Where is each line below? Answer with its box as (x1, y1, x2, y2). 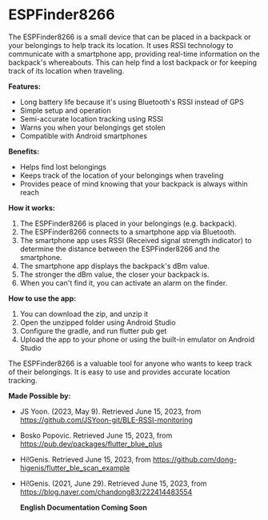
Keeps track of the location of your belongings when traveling (19, 170, 224, 180)
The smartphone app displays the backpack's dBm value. (19, 261, 210, 270)
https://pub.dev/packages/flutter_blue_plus (19, 438, 162, 449)
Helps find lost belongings (19, 162, 106, 171)
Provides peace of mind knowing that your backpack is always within (19, 178, 248, 189)
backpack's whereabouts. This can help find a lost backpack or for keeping (8, 58, 258, 67)
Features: (8, 82, 42, 91)
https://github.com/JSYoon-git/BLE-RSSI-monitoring (19, 414, 194, 425)
